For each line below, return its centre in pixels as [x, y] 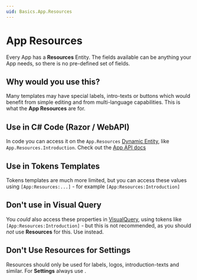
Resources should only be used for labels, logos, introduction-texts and [93, 264]
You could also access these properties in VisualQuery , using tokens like [94, 219]
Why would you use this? [53, 82]
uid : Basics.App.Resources [39, 11]
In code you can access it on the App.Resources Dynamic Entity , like [88, 141]
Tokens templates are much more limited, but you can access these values [96, 180]
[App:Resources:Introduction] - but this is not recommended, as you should [99, 225]
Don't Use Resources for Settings [68, 250]
